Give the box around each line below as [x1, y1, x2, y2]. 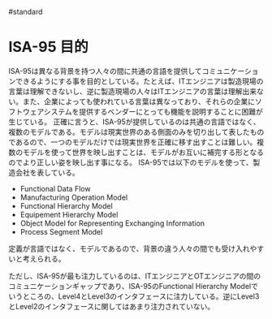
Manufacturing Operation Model [19, 192, 128, 202]
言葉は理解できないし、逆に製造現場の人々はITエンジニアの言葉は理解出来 [8, 86, 257, 96]
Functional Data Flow [19, 183, 91, 193]
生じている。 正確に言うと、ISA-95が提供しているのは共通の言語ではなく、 [8, 117, 261, 127]
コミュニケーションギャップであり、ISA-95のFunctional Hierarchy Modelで [8, 281, 258, 291]
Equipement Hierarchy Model [19, 209, 119, 219]
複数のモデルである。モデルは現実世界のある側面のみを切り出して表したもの [8, 127, 265, 136]
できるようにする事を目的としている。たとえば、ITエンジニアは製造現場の [15, 76, 264, 86]
